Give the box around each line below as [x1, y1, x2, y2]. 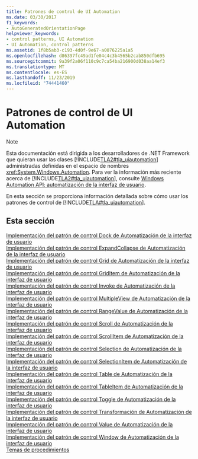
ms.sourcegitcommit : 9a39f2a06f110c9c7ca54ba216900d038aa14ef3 [6, 58, 165, 64]
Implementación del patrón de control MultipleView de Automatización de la [6, 295, 191, 302]
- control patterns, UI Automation [6, 36, 94, 42]
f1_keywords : [6, 20, 38, 26]
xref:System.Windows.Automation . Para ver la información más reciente [6, 168, 181, 176]
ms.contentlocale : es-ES [6, 69, 67, 75]
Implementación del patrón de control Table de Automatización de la [6, 370, 173, 377]
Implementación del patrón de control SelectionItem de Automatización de [6, 358, 187, 365]
